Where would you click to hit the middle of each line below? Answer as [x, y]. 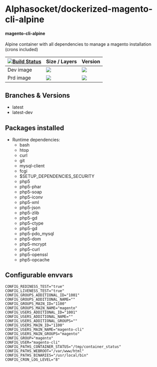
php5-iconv [31, 197]
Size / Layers [62, 61]
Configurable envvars [39, 275]
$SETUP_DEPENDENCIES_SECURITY [57, 176]
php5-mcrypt [33, 244]
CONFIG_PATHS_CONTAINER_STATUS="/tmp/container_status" [63, 347]
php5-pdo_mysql [37, 234]
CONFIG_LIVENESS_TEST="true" [35, 291]
